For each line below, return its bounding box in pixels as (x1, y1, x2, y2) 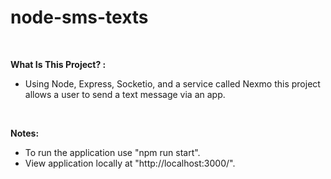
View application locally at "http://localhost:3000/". (24, 157, 236, 169)
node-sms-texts (10, 6, 149, 29)
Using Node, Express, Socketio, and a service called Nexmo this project (24, 77, 321, 90)
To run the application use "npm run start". (24, 146, 201, 158)
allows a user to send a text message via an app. (24, 88, 226, 100)
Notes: (10, 127, 40, 139)
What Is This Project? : (10, 58, 107, 70)
